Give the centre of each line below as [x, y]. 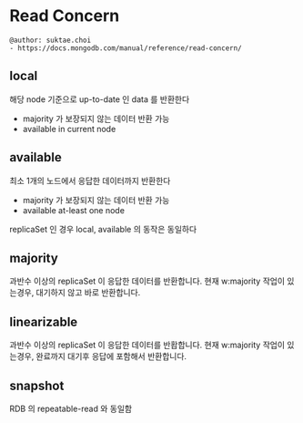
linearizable [44, 321]
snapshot [37, 385]
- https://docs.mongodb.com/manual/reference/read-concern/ [126, 48]
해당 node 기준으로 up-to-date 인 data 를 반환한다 [100, 99]
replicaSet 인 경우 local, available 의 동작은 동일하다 [103, 229]
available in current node [69, 129]
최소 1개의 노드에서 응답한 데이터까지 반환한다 [90, 181]
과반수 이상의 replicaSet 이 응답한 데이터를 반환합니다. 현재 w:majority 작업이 [147, 281]
